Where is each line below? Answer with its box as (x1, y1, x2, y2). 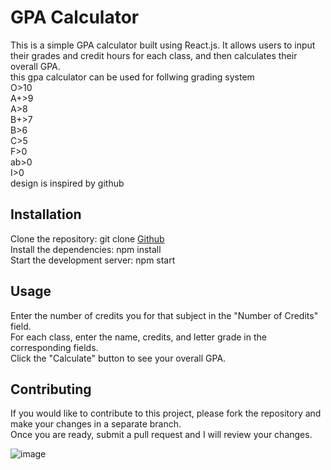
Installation (10, 206, 82, 223)
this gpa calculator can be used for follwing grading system (10, 71, 255, 83)
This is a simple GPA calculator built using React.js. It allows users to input (10, 39, 316, 51)
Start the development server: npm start (10, 254, 176, 266)
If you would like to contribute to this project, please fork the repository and (10, 407, 322, 420)
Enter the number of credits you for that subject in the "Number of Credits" (10, 309, 319, 321)
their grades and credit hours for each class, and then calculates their (10, 49, 298, 61)
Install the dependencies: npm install (10, 243, 162, 255)
